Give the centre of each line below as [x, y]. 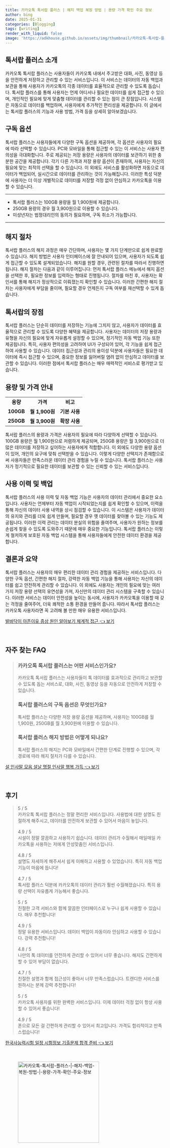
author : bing [19, 15]
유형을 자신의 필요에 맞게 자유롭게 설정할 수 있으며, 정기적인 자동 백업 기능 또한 [83, 338]
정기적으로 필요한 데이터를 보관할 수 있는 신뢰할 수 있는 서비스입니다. [82, 466]
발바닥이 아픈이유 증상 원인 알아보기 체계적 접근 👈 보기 [60, 621]
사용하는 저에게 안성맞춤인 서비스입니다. [74, 844]
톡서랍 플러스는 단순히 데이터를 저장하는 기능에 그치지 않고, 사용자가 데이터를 [81, 325]
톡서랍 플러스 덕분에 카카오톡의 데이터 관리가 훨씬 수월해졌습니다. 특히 [87, 885]
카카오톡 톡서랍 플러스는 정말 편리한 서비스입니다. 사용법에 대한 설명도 [87, 814]
